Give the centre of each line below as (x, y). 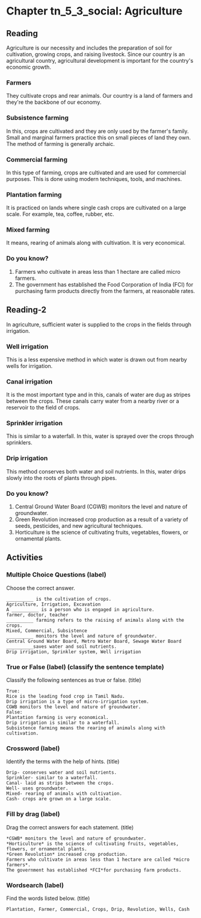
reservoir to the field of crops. (43, 408)
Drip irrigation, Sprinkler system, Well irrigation (74, 652)
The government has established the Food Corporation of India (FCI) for (104, 284)
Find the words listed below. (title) (48, 898)
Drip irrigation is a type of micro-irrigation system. (78, 702)
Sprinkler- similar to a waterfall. (52, 778)
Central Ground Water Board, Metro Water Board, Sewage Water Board (94, 641)
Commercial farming (37, 159)
